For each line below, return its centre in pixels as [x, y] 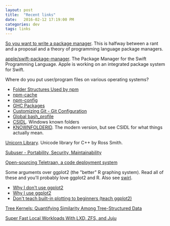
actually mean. [28, 133]
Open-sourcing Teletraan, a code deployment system [62, 162]
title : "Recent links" [31, 15]
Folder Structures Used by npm [46, 89]
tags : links [18, 29]
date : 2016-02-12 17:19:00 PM [40, 19]
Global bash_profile [33, 117]
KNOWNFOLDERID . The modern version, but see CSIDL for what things [88, 128]
